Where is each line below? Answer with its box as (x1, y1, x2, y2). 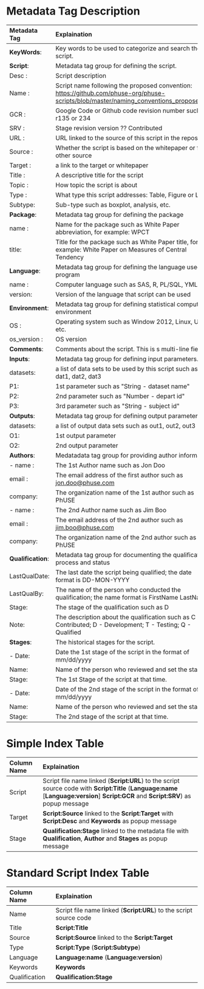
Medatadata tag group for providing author (55, 451, 177, 459)
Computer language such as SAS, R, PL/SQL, (55, 280, 183, 289)
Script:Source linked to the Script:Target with (42, 809, 174, 818)
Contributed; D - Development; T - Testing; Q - (55, 620, 191, 629)
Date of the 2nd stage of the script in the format (55, 685, 192, 693)
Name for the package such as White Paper (55, 220, 180, 228)
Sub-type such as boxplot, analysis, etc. (55, 200, 171, 209)
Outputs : (9, 411, 35, 420)
